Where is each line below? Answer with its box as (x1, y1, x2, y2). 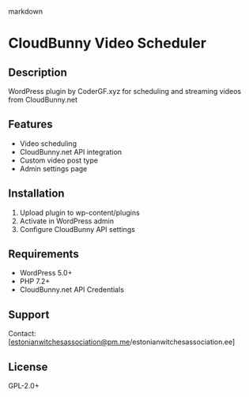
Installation (8, 187, 65, 200)
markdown (8, 7, 43, 16)
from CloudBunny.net (8, 95, 77, 104)
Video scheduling (19, 138, 77, 148)
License (8, 360, 48, 373)
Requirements (8, 248, 79, 261)
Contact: (8, 329, 37, 339)
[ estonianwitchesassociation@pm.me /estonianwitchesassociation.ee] (8, 337, 236, 346)
